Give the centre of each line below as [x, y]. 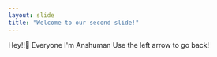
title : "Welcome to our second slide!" [74, 23]
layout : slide [32, 15]
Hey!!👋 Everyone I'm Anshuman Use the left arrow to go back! [109, 45]
